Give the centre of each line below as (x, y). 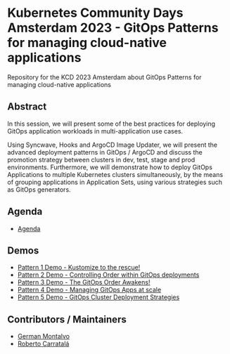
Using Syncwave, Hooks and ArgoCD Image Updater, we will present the (113, 145)
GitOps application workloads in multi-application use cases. (95, 131)
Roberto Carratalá (43, 344)
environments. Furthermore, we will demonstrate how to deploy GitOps (110, 167)
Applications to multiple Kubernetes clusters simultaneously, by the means (115, 174)
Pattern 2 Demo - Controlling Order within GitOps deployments (108, 275)
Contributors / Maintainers (67, 319)
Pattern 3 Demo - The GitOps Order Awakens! (84, 282)
